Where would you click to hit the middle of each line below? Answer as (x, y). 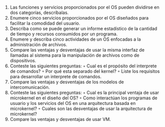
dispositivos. (23, 60)
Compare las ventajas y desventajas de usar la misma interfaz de (77, 50)
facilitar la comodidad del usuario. (45, 23)
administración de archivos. (39, 44)
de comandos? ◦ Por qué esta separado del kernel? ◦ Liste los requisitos (85, 71)
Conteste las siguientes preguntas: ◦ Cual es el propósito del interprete (83, 66)
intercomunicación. (30, 87)
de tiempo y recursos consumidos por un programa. (64, 34)
